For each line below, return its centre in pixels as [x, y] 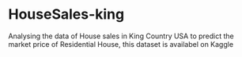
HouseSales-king [66, 14]
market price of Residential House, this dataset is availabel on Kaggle [121, 44]
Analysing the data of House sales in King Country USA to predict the [121, 36]
